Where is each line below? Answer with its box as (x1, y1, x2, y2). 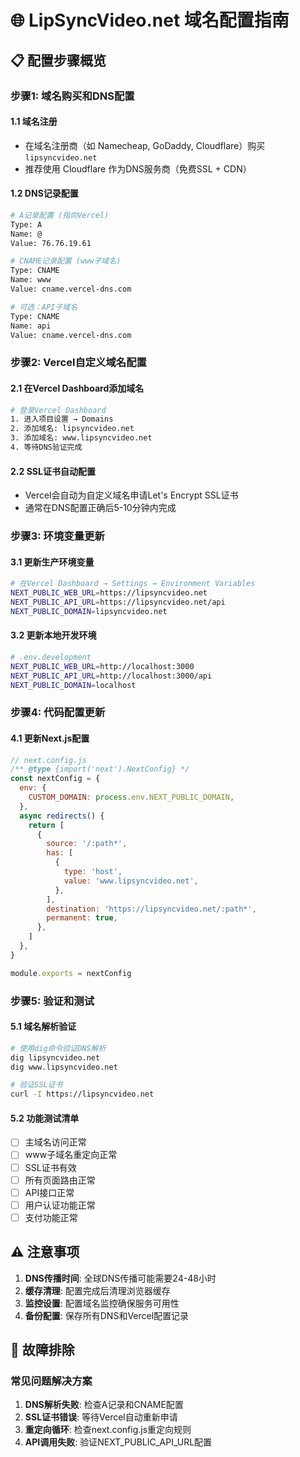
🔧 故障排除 (10, 1342, 75, 1359)
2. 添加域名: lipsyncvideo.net (10, 424, 135, 434)
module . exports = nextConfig (10, 968, 132, 978)
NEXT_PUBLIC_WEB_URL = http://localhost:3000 (10, 661, 195, 671)
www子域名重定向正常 (24, 1149, 118, 1161)
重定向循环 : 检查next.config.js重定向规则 (24, 1424, 192, 1436)
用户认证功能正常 (24, 1199, 96, 1211)
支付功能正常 (24, 1211, 78, 1223)
